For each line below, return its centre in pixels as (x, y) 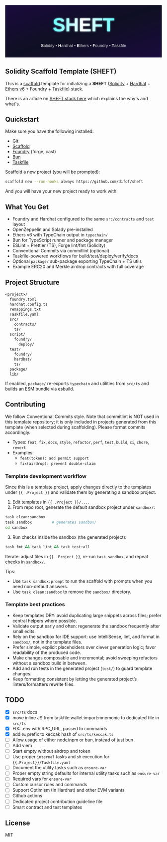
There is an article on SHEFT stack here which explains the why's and (77, 98)
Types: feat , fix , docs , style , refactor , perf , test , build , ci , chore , (81, 442)
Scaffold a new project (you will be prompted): (53, 172)
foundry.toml (23, 299)
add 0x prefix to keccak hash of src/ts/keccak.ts (63, 734)
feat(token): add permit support (54, 458)
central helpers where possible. (44, 621)
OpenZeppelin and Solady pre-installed (52, 229)
